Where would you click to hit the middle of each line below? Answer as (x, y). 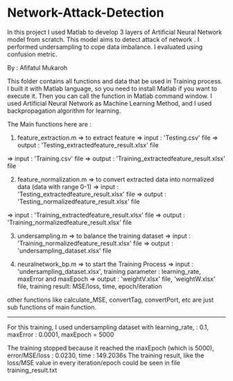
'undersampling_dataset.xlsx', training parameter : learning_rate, (109, 271)
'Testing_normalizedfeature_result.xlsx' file (78, 201)
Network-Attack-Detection (86, 13)
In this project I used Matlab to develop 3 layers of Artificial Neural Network (115, 32)
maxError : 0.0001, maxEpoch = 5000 (61, 334)
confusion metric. (32, 54)
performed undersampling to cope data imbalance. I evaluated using (105, 47)
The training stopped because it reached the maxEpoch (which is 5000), (111, 348)
